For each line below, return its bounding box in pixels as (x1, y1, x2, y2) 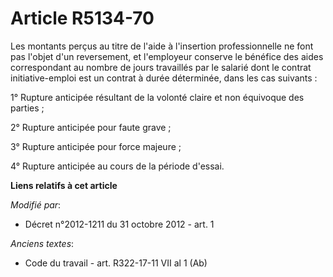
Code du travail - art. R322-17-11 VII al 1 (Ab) (24, 257, 208, 269)
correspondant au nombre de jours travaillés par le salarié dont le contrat (10, 61, 312, 73)
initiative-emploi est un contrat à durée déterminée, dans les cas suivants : (10, 72, 318, 84)
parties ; (10, 102, 45, 114)
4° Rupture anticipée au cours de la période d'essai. (10, 160, 225, 172)
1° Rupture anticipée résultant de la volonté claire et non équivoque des (10, 91, 305, 103)
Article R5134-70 (10, 7, 155, 30)
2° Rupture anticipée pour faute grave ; (10, 121, 172, 133)
